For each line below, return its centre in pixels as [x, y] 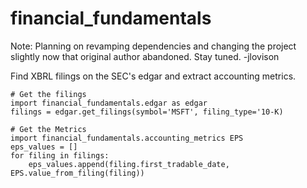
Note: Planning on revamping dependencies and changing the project [153, 46]
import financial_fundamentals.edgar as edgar [109, 103]
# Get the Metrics [48, 129]
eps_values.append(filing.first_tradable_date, [129, 164]
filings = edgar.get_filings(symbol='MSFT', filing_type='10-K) [147, 112]
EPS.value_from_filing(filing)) [77, 173]
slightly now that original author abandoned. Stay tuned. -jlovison [145, 56]
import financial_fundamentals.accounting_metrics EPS [127, 138]
